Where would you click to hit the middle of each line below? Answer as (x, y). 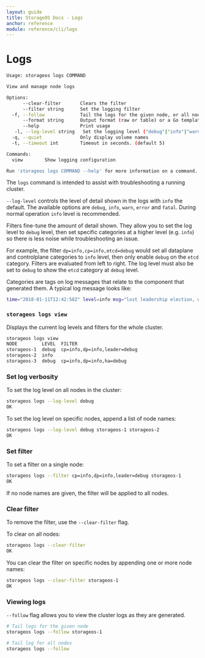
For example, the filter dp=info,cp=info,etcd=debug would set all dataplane (100, 251)
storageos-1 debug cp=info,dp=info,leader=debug (72, 350)
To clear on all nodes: (34, 534)
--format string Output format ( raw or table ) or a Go (100, 120)
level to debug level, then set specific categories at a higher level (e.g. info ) (100, 232)
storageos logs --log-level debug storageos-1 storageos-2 (83, 430)
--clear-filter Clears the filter (74, 103)
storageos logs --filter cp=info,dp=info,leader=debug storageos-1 (94, 476)
